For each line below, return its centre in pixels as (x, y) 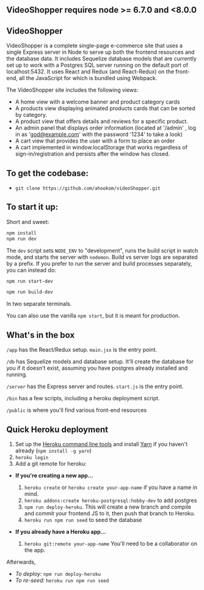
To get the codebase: (47, 173)
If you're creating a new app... (54, 475)
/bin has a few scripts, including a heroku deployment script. (83, 398)
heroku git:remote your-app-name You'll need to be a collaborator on (111, 543)
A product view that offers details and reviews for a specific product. (101, 121)
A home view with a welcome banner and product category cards (97, 102)
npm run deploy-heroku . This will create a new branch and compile (107, 507)
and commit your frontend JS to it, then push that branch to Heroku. (110, 513)
